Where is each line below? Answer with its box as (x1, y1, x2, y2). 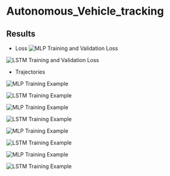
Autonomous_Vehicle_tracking (6, 4, 164, 18)
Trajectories (15, 68, 46, 76)
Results (6, 29, 36, 39)
